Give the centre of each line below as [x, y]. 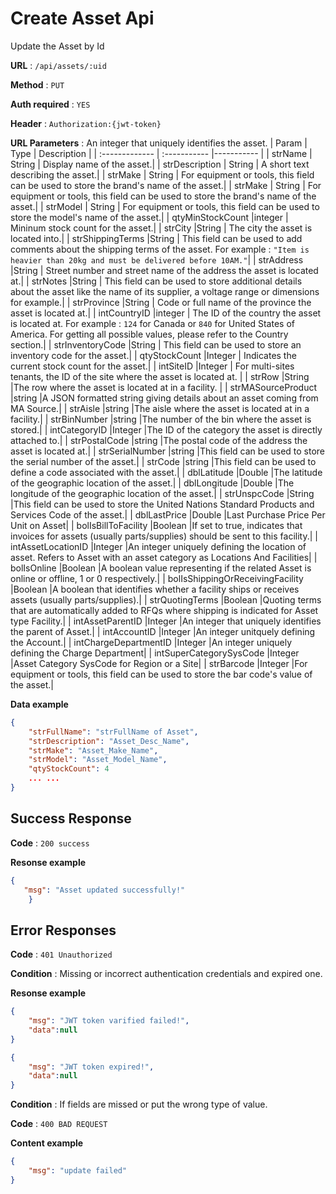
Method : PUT [37, 84]
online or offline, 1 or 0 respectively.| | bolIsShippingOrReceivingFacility [157, 578]
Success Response [71, 818]
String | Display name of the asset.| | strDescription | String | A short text [160, 164]
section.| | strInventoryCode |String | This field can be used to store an [156, 344]
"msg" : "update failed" [78, 1171]
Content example [47, 1143]
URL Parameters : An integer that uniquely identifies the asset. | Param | [159, 143]
